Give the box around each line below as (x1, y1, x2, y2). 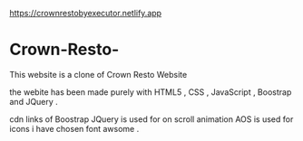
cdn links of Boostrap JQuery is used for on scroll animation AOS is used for (9, 113, 294, 125)
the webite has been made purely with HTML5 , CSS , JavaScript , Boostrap (9, 86, 292, 98)
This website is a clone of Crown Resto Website (9, 69, 188, 80)
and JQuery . (9, 96, 59, 107)
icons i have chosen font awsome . (9, 123, 140, 134)
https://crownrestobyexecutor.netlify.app (9, 8, 161, 18)
